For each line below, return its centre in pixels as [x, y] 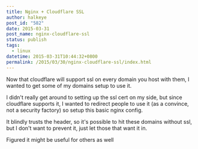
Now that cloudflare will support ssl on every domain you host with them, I [98, 79]
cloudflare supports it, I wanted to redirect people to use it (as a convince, [97, 103]
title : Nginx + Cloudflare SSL [45, 12]
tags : [13, 46]
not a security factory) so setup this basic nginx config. [74, 110]
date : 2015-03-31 [28, 29]
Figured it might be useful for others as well [60, 139]
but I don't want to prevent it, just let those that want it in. [77, 128]
